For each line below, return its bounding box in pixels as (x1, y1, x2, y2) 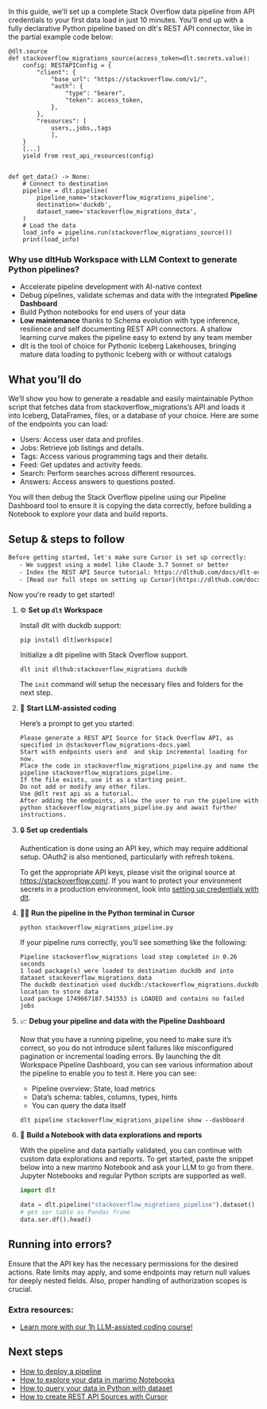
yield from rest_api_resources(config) (22, 152, 155, 160)
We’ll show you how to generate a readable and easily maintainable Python (8, 394, 253, 404)
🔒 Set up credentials (19, 825, 88, 835)
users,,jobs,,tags (50, 124, 112, 132)
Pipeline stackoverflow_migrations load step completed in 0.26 (19, 953, 238, 962)
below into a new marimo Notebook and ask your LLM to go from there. (19, 1162, 254, 1173)
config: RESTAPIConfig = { (22, 61, 112, 69)
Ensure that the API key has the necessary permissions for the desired (8, 1259, 238, 1268)
